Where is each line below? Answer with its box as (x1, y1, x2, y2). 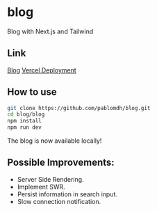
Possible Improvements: (7, 157, 115, 169)
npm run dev (7, 124, 42, 131)
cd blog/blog (7, 111, 45, 118)
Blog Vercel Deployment (7, 65, 76, 74)
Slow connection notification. (17, 197, 101, 205)
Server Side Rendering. (17, 175, 85, 183)
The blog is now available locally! (7, 136, 102, 145)
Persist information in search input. (17, 189, 118, 198)
